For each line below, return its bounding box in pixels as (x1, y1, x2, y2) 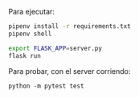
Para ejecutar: (8, 7, 55, 16)
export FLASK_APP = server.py (8, 44, 103, 52)
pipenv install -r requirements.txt (8, 22, 131, 31)
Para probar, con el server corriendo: (8, 66, 131, 76)
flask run (8, 51, 42, 59)
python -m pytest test (8, 82, 84, 90)
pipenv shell (8, 30, 52, 38)
